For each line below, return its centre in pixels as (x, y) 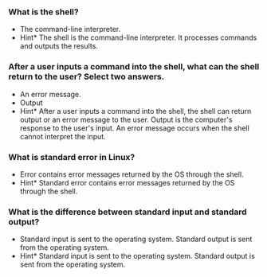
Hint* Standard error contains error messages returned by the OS (127, 182)
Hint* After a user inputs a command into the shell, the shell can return (135, 111)
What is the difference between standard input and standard (128, 212)
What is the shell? (43, 12)
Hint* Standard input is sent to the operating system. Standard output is (137, 256)
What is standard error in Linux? (72, 157)
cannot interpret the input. (63, 136)
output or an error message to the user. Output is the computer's (126, 119)
